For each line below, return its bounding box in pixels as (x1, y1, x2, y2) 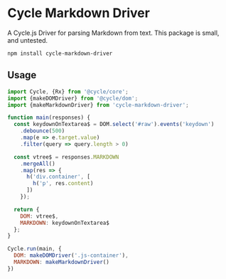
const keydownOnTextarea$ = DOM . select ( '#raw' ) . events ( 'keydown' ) (14, 121, 215, 128)
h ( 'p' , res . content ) (33, 180, 94, 187)
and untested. (7, 36, 48, 44)
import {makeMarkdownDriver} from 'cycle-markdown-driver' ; (7, 101, 190, 108)
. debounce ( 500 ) (20, 127, 65, 135)
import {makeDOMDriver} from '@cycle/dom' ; (7, 95, 139, 102)
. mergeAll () (20, 160, 55, 167)
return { (14, 206, 40, 213)
